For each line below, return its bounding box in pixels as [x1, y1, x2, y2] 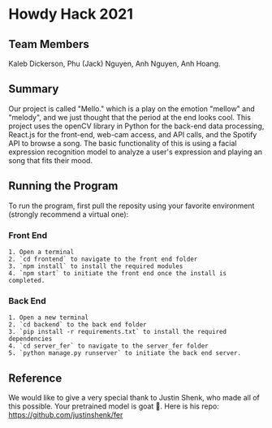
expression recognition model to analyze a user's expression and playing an [8, 147, 262, 157]
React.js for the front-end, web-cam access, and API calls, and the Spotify [8, 129, 257, 139]
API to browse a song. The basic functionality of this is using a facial [8, 138, 237, 148]
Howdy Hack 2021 [8, 5, 134, 24]
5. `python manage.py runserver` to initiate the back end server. [8, 349, 242, 357]
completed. [8, 276, 45, 284]
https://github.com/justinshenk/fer [8, 410, 123, 420]
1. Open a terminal [8, 248, 75, 256]
